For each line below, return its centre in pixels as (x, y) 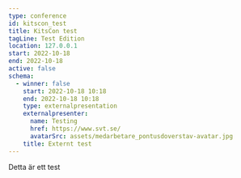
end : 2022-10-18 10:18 (61, 99)
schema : (21, 76)
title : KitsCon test (43, 31)
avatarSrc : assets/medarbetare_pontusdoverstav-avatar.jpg (131, 136)
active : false (32, 69)
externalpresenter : (56, 114)
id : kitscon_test (38, 23)
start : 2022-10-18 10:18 (65, 91)
